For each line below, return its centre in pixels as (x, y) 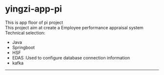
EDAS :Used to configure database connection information (71, 57)
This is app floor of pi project (34, 22)
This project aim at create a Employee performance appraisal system (74, 27)
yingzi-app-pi (34, 9)
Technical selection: (25, 33)
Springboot (23, 47)
